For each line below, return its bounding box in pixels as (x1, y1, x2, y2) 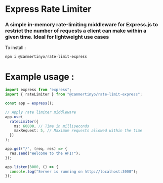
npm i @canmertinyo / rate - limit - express (5, 54, 87, 59)
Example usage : (5, 71, 75, 82)
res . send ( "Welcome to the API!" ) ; (9, 151, 81, 156)
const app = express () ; (5, 101, 54, 106)
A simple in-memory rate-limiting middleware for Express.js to (5, 21, 158, 28)
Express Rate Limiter (5, 3, 91, 15)
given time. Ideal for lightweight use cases (5, 34, 109, 41)
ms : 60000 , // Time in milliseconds (14, 124, 90, 129)
